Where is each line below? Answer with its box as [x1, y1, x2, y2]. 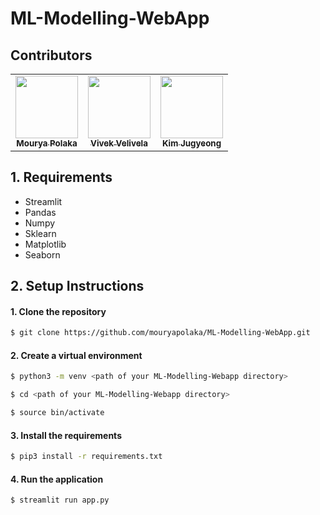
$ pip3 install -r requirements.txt [10, 452, 163, 462]
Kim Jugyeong [161, 138, 222, 149]
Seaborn [24, 248, 61, 261]
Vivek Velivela [90, 138, 148, 149]
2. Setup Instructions [10, 278, 145, 295]
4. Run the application [10, 473, 104, 485]
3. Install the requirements [10, 429, 122, 441]
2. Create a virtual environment [10, 349, 143, 361]
